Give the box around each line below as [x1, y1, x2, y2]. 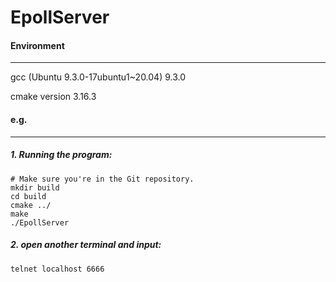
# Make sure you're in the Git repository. [10, 174, 195, 184]
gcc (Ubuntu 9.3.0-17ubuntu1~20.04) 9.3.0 [10, 71, 187, 83]
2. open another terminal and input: [10, 239, 162, 251]
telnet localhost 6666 [10, 264, 105, 274]
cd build [10, 191, 47, 201]
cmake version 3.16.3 [10, 91, 97, 103]
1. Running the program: [10, 149, 113, 161]
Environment [10, 39, 65, 51]
